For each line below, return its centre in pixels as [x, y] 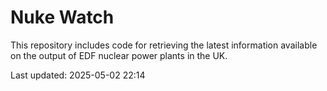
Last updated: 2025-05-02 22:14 [78, 75]
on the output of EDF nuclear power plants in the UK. [119, 55]
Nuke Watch [62, 17]
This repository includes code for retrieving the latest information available [164, 45]
